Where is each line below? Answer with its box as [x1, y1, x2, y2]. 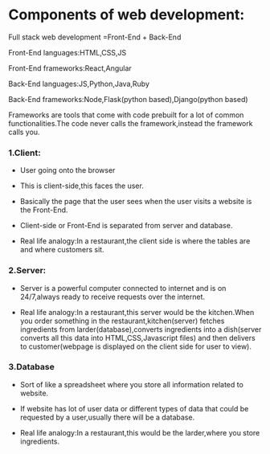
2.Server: [8, 265, 47, 276]
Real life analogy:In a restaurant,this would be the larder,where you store [19, 427, 260, 437]
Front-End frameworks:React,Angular [8, 63, 133, 73]
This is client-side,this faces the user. [19, 181, 145, 190]
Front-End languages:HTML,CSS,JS [8, 47, 127, 57]
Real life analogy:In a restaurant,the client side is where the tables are [19, 236, 251, 246]
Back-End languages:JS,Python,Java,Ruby [8, 79, 150, 88]
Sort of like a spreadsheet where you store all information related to [19, 379, 243, 389]
